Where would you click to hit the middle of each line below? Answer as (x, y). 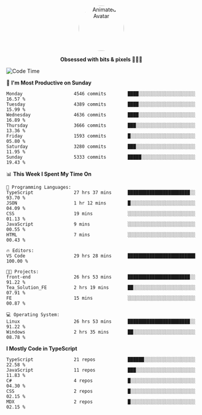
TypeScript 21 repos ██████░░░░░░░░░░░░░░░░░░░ (101, 360)
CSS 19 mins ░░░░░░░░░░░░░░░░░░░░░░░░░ (101, 214)
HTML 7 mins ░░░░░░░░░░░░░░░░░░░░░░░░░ (101, 235)
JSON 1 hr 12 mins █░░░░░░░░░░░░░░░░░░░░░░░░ (101, 203)
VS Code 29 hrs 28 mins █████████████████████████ (101, 256)
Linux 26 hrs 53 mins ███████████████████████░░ (101, 322)
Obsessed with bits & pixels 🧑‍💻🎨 (101, 59)
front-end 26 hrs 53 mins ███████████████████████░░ (101, 277)
